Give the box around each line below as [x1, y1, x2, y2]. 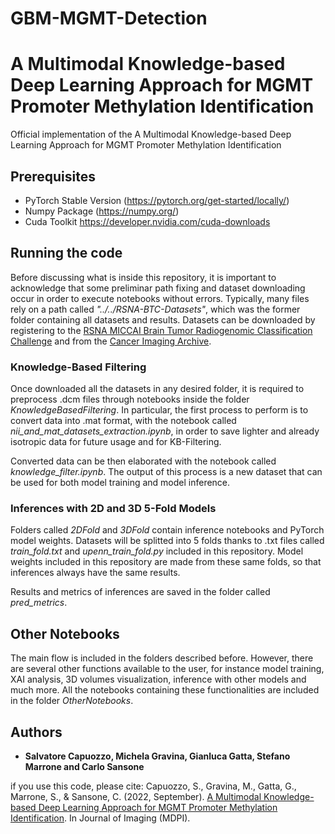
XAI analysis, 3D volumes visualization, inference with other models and [10, 673, 307, 686]
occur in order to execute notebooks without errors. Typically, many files [10, 292, 310, 304]
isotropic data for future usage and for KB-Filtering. [10, 436, 222, 448]
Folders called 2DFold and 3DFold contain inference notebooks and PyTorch [10, 524, 325, 536]
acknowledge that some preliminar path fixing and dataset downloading [10, 282, 306, 294]
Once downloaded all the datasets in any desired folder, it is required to [10, 383, 305, 395]
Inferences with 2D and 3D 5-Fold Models [10, 501, 217, 515]
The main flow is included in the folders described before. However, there [10, 652, 314, 664]
